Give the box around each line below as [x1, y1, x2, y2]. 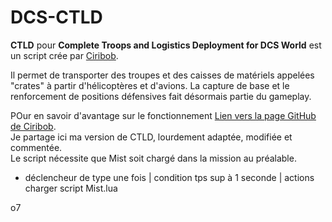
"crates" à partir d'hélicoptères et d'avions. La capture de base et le [10, 79, 290, 91]
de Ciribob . [10, 120, 57, 132]
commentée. [10, 141, 63, 153]
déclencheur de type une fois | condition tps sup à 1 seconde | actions [24, 171, 315, 183]
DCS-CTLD [10, 6, 103, 29]
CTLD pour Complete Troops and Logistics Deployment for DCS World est [10, 39, 322, 51]
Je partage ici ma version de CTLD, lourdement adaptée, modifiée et [10, 131, 293, 143]
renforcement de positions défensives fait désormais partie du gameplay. [10, 90, 312, 102]
